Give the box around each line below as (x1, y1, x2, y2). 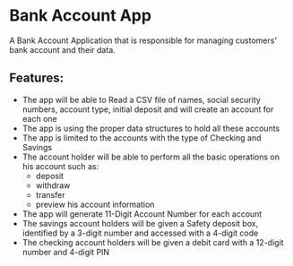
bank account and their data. (9, 44, 116, 55)
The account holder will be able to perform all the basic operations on (22, 151, 280, 162)
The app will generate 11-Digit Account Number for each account (22, 208, 263, 219)
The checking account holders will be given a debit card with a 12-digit (22, 236, 284, 247)
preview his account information (35, 199, 155, 210)
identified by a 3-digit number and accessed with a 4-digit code (22, 227, 259, 238)
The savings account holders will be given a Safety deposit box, (22, 218, 259, 228)
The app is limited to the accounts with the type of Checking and (22, 132, 262, 143)
